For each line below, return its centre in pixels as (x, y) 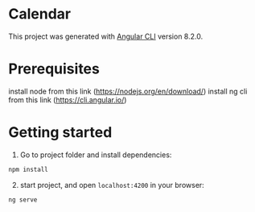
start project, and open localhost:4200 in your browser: (112, 185)
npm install (28, 169)
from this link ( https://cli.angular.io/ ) (68, 100)
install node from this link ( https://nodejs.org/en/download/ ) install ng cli (128, 91)
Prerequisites (54, 69)
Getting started (60, 133)
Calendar (39, 14)
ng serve (23, 200)
